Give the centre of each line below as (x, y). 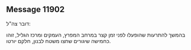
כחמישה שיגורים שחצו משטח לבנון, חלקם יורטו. (59, 41)
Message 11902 (35, 10)
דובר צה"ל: (18, 23)
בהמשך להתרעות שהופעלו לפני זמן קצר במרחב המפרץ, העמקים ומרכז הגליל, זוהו (96, 35)
